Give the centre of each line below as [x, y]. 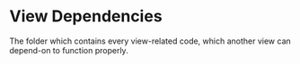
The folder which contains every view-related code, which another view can [150, 41]
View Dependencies [86, 16]
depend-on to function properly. [69, 50]
